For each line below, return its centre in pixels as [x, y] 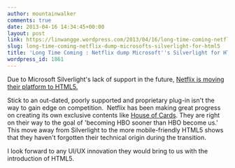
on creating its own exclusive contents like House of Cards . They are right [114, 115]
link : [15, 40]
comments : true [29, 20]
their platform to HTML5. [43, 86]
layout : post [26, 33]
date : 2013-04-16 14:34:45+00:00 [56, 27]
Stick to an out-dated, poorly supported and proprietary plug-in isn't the [111, 100]
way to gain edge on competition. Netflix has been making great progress [114, 107]
